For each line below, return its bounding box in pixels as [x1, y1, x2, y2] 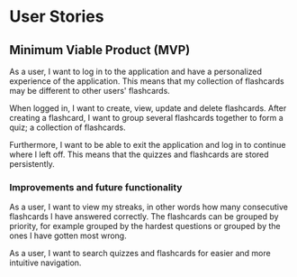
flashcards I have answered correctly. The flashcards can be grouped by [9, 211, 279, 222]
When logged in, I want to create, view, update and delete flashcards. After [9, 103, 287, 114]
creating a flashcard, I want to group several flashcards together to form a [9, 113, 283, 123]
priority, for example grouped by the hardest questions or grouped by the [9, 221, 281, 232]
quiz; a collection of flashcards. [9, 122, 126, 133]
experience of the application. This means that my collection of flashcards [9, 76, 285, 87]
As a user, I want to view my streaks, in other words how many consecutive [9, 201, 288, 213]
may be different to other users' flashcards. [9, 86, 171, 96]
